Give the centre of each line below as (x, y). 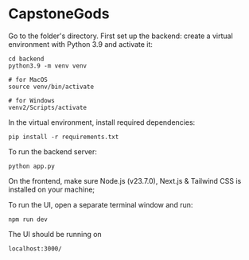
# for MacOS (28, 80)
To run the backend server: (53, 151)
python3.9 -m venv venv (48, 66)
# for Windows (32, 100)
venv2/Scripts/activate (48, 107)
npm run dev (28, 219)
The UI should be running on (55, 234)
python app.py (32, 166)
